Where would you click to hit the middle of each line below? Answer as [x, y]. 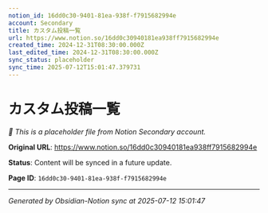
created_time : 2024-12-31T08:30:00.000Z [77, 45]
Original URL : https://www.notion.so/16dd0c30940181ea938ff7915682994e [133, 147]
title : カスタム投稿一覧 [45, 30]
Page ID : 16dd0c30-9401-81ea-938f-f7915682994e [88, 178]
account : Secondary [41, 23]
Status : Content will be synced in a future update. [90, 162]
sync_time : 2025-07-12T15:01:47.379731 [75, 68]
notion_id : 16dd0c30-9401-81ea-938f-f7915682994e [93, 15]
